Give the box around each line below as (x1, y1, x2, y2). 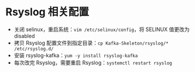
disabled (13, 32, 35, 39)
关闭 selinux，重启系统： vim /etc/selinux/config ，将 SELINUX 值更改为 (13, 26, 190, 33)
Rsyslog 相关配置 (5, 5, 89, 19)
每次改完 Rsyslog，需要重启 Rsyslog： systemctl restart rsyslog (13, 59, 172, 66)
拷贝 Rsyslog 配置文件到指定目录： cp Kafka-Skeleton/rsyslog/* (13, 39, 169, 46)
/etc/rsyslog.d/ (13, 46, 54, 52)
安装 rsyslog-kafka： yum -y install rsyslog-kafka (13, 52, 138, 59)
